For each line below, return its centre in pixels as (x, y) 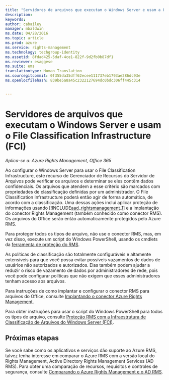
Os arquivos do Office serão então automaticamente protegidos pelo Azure (83, 218)
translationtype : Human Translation (44, 71)
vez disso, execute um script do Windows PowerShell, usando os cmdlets (81, 239)
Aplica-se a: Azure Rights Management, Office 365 (58, 160)
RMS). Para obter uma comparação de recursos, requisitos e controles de (81, 366)
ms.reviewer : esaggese (29, 62)
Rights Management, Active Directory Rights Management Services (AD (79, 361)
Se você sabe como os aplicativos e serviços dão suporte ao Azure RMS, (81, 350)
